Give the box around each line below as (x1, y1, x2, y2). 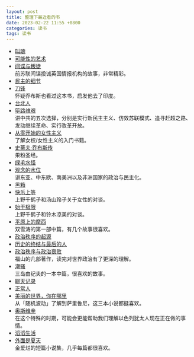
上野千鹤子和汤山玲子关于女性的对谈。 (14, 196, 108, 203)
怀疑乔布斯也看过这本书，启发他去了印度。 (14, 93, 119, 100)
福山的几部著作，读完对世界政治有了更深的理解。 (14, 256, 134, 263)
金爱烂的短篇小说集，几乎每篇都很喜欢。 (14, 345, 114, 352)
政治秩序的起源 (14, 233, 51, 240)
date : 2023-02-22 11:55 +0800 (6, 20, 81, 26)
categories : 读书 (6, 25, 47, 31)
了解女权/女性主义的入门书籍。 (14, 137, 90, 144)
